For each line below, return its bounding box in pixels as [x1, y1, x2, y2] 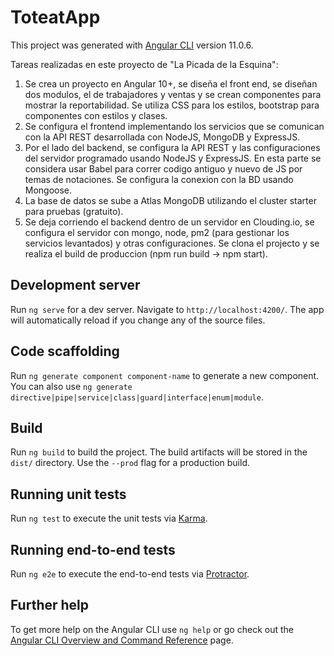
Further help [10, 597, 90, 614]
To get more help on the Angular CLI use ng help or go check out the [10, 623, 294, 635]
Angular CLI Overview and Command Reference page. [10, 634, 234, 646]
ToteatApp [10, 6, 101, 29]
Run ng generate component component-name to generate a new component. [10, 369, 320, 381]
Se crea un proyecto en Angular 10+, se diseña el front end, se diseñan [24, 77, 318, 90]
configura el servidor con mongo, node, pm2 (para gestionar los [24, 226, 290, 238]
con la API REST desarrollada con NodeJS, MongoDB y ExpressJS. [24, 131, 301, 143]
